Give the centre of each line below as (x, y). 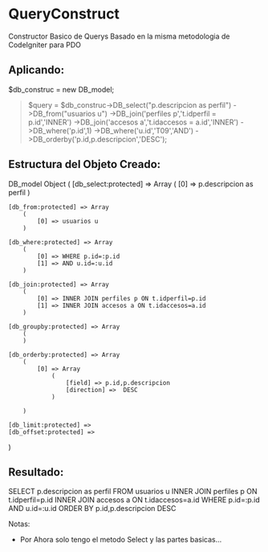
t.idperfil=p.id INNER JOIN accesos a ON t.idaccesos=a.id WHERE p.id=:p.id (134, 500)
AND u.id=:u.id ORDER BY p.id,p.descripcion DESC (92, 509)
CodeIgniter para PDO (45, 44)
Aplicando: (37, 70)
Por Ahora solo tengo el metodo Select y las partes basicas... (121, 540)
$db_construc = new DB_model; (61, 89)
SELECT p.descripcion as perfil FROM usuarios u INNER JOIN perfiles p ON (133, 492)
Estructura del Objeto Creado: (85, 164)
